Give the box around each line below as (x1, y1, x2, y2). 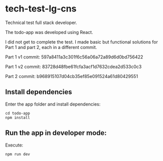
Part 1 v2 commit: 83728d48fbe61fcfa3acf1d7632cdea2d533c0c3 (5, 63, 142, 69)
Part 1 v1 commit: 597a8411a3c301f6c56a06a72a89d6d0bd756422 (5, 53, 143, 60)
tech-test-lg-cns (5, 3, 77, 14)
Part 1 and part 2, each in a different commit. (5, 44, 97, 50)
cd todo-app (5, 110, 30, 115)
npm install (5, 115, 30, 120)
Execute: (5, 142, 24, 148)
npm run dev (5, 151, 30, 156)
